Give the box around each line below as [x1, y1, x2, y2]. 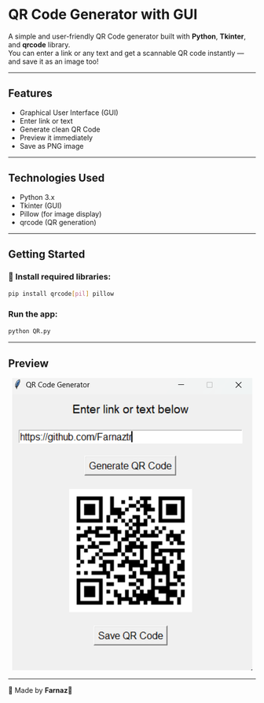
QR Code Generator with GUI [8, 6, 198, 24]
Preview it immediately [19, 132, 93, 142]
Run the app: [8, 309, 58, 320]
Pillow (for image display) [19, 209, 102, 218]
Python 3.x [19, 192, 55, 202]
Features [8, 87, 53, 100]
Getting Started [8, 247, 86, 261]
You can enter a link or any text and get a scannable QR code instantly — [8, 48, 244, 57]
